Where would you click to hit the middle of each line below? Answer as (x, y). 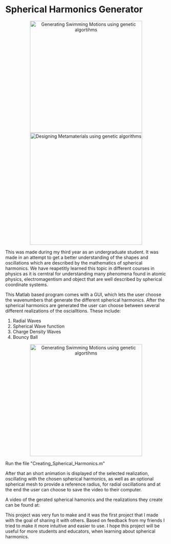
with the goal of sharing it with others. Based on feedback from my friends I (85, 520)
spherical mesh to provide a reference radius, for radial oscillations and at (83, 484)
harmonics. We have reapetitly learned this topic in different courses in (80, 268)
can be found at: (23, 505)
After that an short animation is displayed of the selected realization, (77, 473)
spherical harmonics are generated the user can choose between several (82, 305)
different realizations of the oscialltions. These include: (63, 311)
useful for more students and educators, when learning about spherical (80, 531)
